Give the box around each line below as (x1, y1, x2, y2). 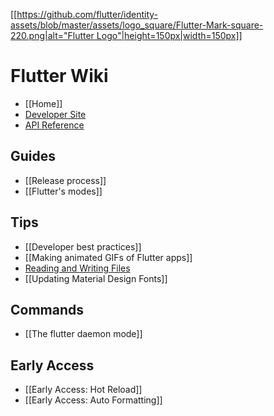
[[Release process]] (24, 174, 107, 186)
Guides (10, 148, 57, 165)
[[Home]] (24, 97, 63, 109)
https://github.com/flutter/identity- (16, 9, 159, 20)
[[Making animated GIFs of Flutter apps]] (24, 251, 193, 263)
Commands (10, 301, 85, 318)
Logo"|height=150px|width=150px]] (96, 30, 243, 41)
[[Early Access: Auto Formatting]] (24, 394, 163, 406)
